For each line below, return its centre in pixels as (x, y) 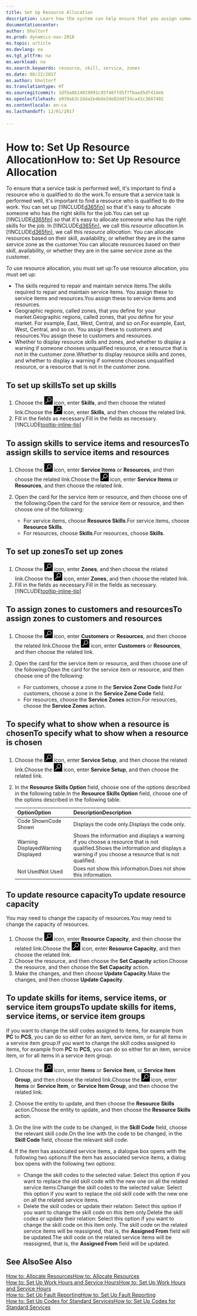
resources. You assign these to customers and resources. (83, 336)
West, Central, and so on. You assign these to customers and (88, 330)
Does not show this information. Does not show (129, 869)
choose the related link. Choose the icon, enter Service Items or (96, 479)
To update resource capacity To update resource (96, 895)
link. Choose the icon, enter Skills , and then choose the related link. (100, 412)
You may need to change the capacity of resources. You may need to (89, 918)
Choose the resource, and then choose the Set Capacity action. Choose (101, 961)
